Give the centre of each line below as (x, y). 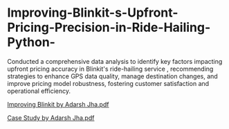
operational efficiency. (39, 91)
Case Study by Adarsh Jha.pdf (51, 118)
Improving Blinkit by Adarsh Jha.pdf (58, 104)
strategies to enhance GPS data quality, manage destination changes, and (112, 76)
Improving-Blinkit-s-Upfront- (93, 13)
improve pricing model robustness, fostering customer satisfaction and (108, 83)
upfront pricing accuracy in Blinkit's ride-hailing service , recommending (110, 69)
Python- (31, 42)
